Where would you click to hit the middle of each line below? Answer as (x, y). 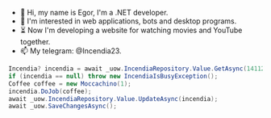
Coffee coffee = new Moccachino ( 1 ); (70, 84)
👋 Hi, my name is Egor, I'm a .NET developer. (94, 13)
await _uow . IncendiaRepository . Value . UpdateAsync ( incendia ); (113, 99)
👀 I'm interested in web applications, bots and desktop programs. (128, 21)
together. (35, 42)
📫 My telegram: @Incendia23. (71, 51)
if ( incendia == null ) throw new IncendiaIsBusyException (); (113, 76)
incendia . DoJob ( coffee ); (50, 91)
